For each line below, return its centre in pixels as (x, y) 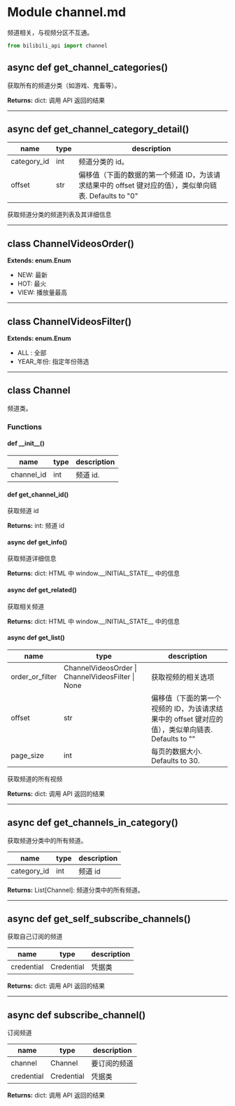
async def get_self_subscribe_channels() (99, 919)
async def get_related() (42, 590)
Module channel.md (67, 12)
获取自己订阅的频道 (35, 937)
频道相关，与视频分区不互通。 (50, 32)
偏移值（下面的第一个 (186, 698)
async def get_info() (37, 542)
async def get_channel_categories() (88, 68)
